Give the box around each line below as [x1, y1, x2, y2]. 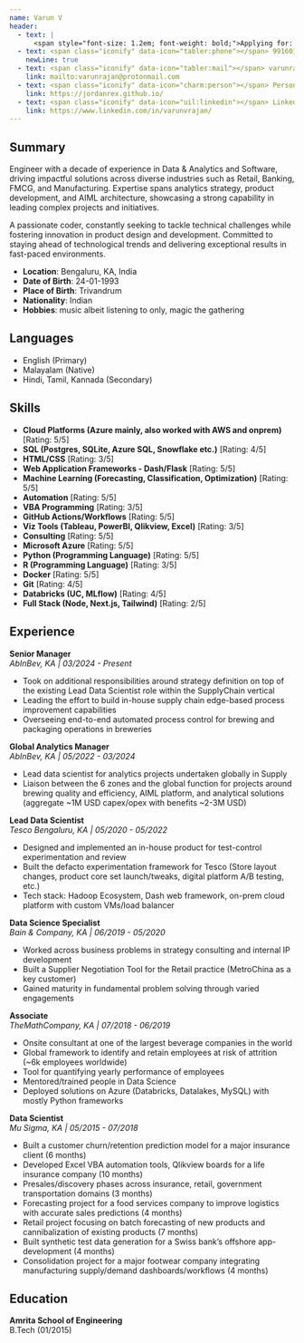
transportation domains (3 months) [22, 1188, 153, 1199]
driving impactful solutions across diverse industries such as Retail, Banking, [9, 173, 295, 184]
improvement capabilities [22, 704, 117, 715]
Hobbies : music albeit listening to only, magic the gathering [22, 304, 245, 315]
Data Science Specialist [9, 917, 101, 928]
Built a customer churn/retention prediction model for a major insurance [22, 1139, 290, 1151]
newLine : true [25, 55, 79, 64]
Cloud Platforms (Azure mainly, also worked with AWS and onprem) [22, 424, 282, 435]
